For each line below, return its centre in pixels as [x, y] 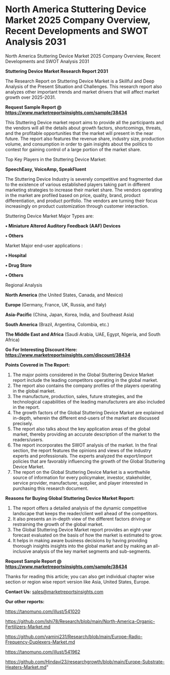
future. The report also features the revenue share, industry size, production [85, 138]
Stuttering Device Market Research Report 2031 [57, 71]
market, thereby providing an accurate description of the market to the [86, 434]
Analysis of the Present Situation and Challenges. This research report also [84, 86]
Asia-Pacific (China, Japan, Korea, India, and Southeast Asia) [70, 315]
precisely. [23, 423]
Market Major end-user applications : [44, 245]
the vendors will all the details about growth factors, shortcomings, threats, [84, 128]
